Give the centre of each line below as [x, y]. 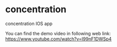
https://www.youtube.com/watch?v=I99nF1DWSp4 [58, 39]
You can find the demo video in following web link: [58, 33]
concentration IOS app [29, 24]
